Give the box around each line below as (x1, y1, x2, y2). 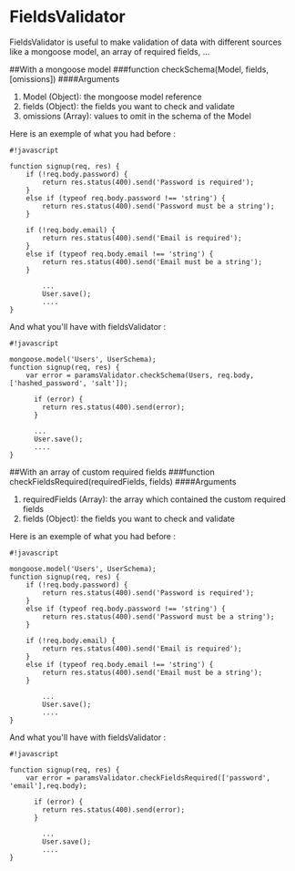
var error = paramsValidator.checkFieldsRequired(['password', (25, 773, 271, 783)
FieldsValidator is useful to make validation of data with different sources (9, 36, 282, 47)
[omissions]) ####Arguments (9, 73, 120, 84)
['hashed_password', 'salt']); (9, 378, 128, 388)
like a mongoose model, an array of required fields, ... (9, 46, 210, 56)
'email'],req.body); (9, 781, 88, 790)
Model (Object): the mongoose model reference (22, 91, 202, 102)
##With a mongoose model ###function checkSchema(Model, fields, (9, 64, 269, 75)
